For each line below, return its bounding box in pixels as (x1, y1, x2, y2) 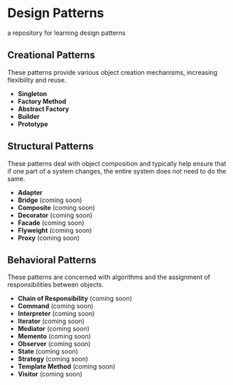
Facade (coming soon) (17, 218, 85, 227)
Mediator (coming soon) (17, 325, 90, 333)
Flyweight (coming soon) (17, 226, 92, 234)
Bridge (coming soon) (17, 196, 82, 204)
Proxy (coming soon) (17, 233, 80, 242)
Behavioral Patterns (7, 254, 97, 266)
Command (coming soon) (17, 302, 94, 310)
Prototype (17, 120, 48, 128)
